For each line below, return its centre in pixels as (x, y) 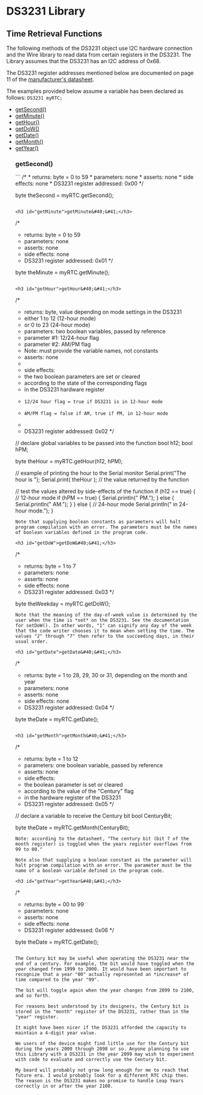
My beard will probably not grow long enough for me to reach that (102, 1070)
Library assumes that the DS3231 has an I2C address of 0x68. (84, 61)
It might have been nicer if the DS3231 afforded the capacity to (101, 1028)
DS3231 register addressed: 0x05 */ (69, 804)
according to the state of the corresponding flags (85, 383)
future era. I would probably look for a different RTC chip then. (102, 1076)
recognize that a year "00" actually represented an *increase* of (102, 975)
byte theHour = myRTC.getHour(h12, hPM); (69, 461)
